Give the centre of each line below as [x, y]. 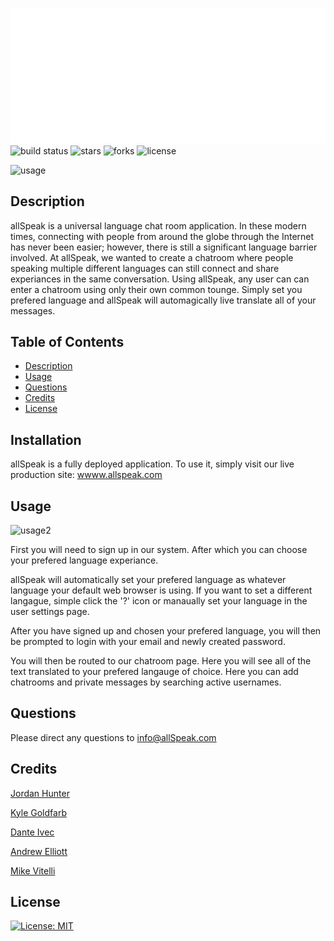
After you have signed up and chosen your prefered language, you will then [166, 631]
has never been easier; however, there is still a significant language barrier [164, 247]
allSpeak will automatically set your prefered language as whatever [148, 580]
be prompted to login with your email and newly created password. [148, 642]
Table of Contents [67, 341]
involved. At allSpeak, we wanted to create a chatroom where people [152, 257]
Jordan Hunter [40, 793]
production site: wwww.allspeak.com [86, 475]
